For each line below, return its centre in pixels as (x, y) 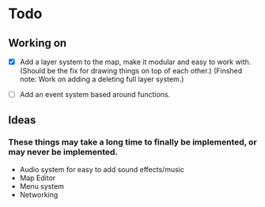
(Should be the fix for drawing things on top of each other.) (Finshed (131, 71)
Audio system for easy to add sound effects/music (102, 169)
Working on (38, 43)
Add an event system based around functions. (95, 95)
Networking (39, 194)
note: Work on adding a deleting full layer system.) (102, 79)
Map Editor (38, 178)
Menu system (42, 186)
